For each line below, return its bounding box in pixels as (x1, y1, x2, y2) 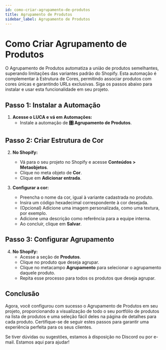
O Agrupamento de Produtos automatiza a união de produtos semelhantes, (5, 65, 159, 71)
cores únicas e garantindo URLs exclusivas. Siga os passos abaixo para (5, 81, 153, 87)
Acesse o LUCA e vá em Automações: (12, 114, 92, 120)
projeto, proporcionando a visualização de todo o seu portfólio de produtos (5, 308, 160, 314)
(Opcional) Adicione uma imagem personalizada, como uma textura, (19, 205, 160, 211)
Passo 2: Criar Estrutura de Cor (5, 136, 104, 145)
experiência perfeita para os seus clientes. (5, 324, 93, 330)
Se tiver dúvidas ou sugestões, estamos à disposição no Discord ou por (5, 334, 153, 340)
